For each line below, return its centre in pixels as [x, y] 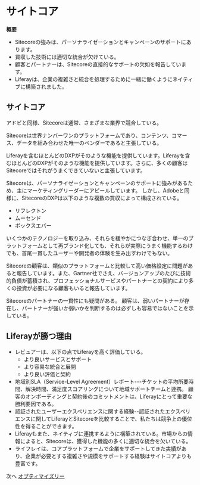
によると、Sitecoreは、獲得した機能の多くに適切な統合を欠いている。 [106, 441]
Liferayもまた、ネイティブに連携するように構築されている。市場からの [101, 433]
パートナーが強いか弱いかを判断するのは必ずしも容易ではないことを [105, 308]
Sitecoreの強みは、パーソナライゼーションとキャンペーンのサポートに [100, 42]
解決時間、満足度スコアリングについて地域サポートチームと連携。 [106, 389]
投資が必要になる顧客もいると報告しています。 [74, 288]
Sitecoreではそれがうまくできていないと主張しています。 [76, 170]
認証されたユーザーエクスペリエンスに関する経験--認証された [90, 411]
